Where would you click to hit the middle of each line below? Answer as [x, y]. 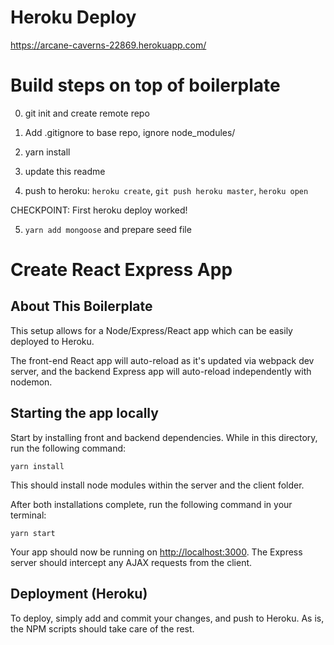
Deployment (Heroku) [79, 594]
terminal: [28, 515]
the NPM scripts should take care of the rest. [102, 628]
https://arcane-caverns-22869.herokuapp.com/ [108, 45]
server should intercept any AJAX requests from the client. [131, 562]
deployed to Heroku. [52, 341]
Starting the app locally [84, 413]
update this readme [65, 171]
